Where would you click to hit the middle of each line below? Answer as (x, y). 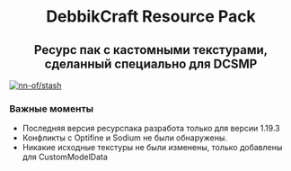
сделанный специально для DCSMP (151, 63)
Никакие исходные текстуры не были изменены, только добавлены (152, 148)
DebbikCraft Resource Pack (151, 17)
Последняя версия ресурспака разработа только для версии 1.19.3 (151, 129)
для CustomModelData (65, 157)
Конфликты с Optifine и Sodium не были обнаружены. (124, 138)
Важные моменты (52, 108)
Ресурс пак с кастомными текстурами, (151, 50)
